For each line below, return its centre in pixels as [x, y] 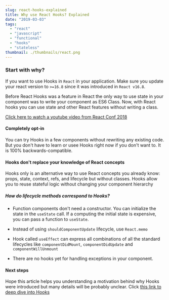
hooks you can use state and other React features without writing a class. [82, 107]
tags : [11, 24]
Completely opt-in [25, 128]
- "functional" [26, 39]
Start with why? [25, 70]
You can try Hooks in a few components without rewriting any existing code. [85, 140]
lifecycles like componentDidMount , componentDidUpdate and [73, 244]
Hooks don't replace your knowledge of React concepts [65, 162]
